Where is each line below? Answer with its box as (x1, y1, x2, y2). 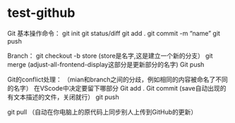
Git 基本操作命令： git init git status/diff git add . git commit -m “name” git (7, 29, 221, 37)
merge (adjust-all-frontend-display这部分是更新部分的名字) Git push (7, 60, 205, 68)
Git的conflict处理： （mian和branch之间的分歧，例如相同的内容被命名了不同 (7, 75, 228, 84)
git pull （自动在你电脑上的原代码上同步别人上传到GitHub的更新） (7, 108, 198, 116)
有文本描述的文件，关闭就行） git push (7, 93, 119, 101)
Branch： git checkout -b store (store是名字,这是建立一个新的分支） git (7, 51, 213, 60)
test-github (7, 5, 76, 21)
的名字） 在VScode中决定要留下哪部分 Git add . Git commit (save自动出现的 (7, 84, 227, 92)
